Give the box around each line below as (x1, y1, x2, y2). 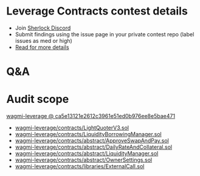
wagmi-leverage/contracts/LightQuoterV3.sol (15, 124, 129, 131)
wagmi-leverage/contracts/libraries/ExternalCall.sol (15, 163, 145, 170)
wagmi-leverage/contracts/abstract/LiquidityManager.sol (15, 150, 159, 157)
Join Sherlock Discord (15, 24, 71, 31)
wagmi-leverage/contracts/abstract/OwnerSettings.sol (15, 156, 153, 164)
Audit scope (6, 93, 69, 106)
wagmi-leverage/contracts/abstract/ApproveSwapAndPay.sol (15, 137, 169, 145)
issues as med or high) (15, 37, 73, 44)
